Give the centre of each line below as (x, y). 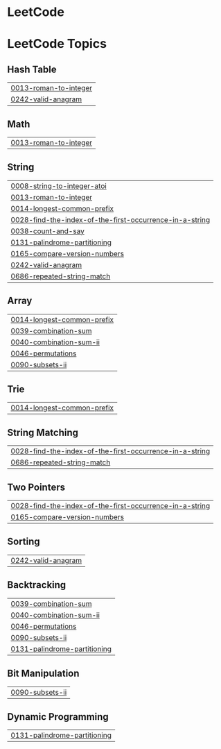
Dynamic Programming (58, 717)
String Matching (43, 432)
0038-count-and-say (47, 231)
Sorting (24, 542)
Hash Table (32, 69)
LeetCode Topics (57, 44)
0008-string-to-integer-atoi (59, 186)
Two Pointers (36, 487)
